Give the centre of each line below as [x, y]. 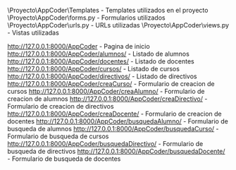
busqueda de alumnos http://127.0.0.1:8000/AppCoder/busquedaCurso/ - [113, 129]
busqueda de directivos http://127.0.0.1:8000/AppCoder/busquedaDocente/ [116, 151]
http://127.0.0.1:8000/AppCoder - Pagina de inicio [79, 46]
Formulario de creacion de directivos [61, 106]
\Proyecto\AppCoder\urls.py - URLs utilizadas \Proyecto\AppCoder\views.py [118, 25]
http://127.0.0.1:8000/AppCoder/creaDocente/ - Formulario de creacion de [114, 114]
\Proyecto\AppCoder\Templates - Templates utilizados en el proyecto [108, 10]
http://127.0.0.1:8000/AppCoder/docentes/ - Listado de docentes [101, 61]
